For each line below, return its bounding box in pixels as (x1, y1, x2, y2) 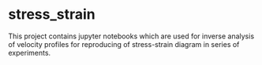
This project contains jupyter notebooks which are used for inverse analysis (8, 31, 255, 41)
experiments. (8, 48, 51, 57)
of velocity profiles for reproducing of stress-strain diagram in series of (8, 39, 240, 49)
